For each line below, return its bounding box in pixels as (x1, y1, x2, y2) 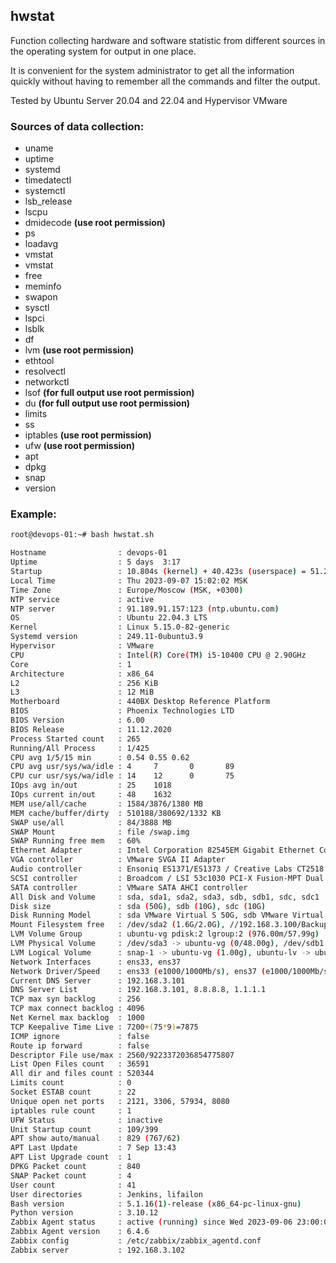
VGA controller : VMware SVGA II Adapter (10, 855, 226, 865)
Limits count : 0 (10, 1078, 132, 1088)
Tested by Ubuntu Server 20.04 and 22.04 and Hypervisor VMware (10, 94, 288, 106)
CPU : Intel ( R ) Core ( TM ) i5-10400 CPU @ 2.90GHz (10, 650, 307, 660)
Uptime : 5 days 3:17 (10, 557, 182, 568)
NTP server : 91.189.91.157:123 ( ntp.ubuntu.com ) (10, 604, 280, 614)
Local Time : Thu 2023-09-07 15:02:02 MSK (10, 575, 248, 586)
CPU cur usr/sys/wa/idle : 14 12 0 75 (10, 771, 235, 781)
